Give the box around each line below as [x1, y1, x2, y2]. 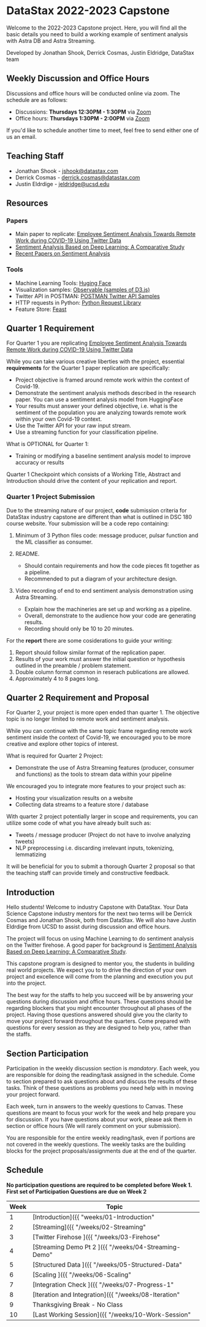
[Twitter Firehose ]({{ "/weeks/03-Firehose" [32, 1232, 161, 1241]
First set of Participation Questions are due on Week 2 [6, 1188, 147, 1195]
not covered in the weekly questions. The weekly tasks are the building [6, 1141, 186, 1148]
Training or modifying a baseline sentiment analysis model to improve [15, 452, 191, 460]
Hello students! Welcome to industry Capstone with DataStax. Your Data [6, 904, 188, 911]
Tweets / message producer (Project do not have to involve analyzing [15, 831, 191, 839]
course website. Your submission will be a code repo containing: [6, 520, 170, 527]
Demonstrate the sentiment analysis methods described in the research [15, 389, 196, 397]
